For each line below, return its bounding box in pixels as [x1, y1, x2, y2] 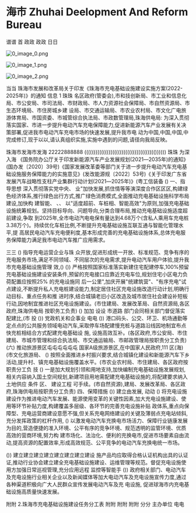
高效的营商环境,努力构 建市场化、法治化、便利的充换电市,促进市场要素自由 [6, 432, 185, 439]
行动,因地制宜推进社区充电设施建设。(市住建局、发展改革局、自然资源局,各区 [6, 300, 190, 307]
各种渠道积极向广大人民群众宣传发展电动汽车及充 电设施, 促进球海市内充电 [6, 481, 184, 488]
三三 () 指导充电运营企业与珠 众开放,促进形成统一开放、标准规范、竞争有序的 [6, 248, 190, 255]
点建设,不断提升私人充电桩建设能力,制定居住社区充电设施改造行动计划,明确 [6, 285, 185, 292]
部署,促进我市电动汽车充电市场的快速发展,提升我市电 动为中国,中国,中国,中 [10, 128, 189, 135]
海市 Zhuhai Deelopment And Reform [6, 5, 188, 19]
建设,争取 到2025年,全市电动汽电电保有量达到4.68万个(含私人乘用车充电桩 [10, 214, 189, 221]
